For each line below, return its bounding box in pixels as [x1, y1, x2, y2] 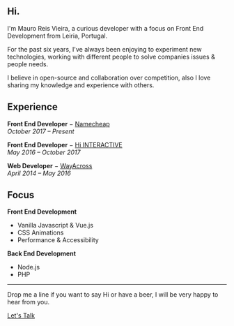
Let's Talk [7, 311, 36, 320]
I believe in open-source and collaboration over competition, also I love [7, 73, 211, 82]
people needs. [7, 59, 49, 68]
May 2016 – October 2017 [7, 148, 81, 156]
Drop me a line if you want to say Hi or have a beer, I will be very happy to [7, 290, 219, 299]
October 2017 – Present [7, 127, 75, 135]
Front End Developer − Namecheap [7, 119, 110, 128]
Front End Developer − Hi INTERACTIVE [7, 140, 123, 149]
